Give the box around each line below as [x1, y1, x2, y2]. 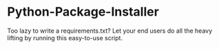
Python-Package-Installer [7, 4, 160, 20]
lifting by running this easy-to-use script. [7, 33, 123, 42]
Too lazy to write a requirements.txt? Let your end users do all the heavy [7, 27, 213, 35]
